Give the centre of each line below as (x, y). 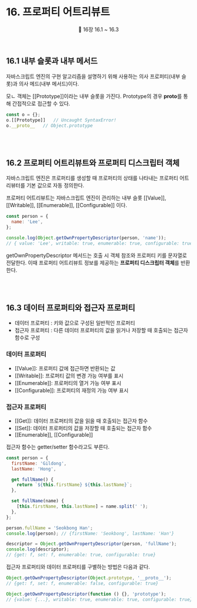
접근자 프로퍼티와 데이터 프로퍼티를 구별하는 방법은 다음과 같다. (78, 567)
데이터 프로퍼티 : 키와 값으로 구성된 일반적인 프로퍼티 (75, 323)
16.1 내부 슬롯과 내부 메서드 (52, 61)
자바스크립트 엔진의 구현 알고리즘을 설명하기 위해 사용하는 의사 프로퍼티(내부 (93, 76)
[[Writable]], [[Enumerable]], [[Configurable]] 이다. (67, 205)
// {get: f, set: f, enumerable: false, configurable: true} (82, 583)
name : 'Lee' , (27, 222)
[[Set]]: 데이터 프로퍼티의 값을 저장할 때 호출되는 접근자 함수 (83, 428)
